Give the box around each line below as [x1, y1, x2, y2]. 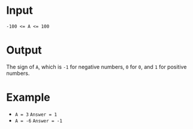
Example [6, 91, 50, 104]
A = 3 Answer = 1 [14, 112, 58, 118]
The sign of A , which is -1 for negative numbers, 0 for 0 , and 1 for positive [6, 63, 187, 70]
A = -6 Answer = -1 [14, 118, 63, 124]
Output [6, 43, 42, 57]
